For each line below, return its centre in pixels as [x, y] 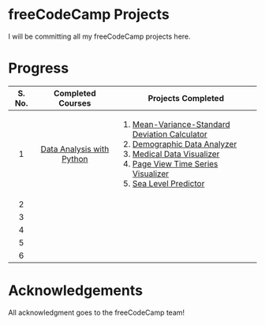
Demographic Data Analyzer [185, 144]
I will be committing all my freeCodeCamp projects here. [99, 36]
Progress [39, 68]
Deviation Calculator [170, 134]
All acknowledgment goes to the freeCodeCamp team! [97, 312]
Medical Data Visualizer [176, 154]
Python [75, 159]
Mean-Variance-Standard [181, 124]
